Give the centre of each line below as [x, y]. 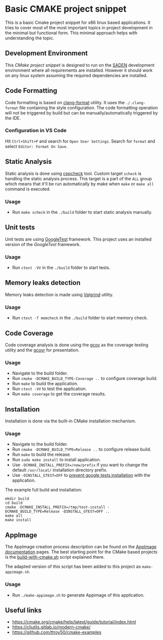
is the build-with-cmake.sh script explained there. [55, 557]
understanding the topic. [30, 38]
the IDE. [13, 118]
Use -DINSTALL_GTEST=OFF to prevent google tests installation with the [81, 475]
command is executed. [28, 189]
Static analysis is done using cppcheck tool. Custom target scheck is [73, 173]
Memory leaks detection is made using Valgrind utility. [59, 294]
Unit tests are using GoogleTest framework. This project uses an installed [78, 239]
